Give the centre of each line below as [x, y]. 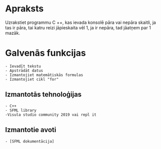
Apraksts [24, 9]
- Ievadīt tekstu [23, 66]
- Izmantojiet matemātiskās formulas [44, 75]
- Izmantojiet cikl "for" [32, 79]
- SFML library [21, 110]
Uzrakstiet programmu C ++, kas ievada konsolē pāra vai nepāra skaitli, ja [81, 22]
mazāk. [13, 33]
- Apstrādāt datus [24, 71]
